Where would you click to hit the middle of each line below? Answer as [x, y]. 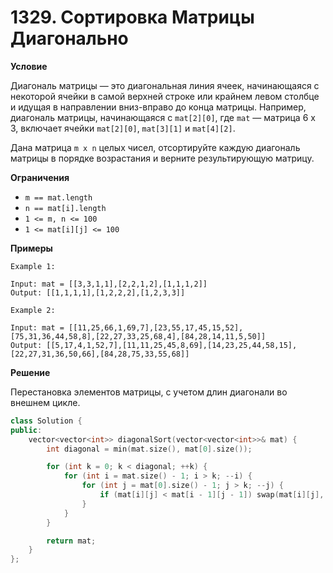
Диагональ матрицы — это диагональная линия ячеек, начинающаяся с [165, 85]
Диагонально [69, 38]
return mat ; [71, 541]
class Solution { [46, 421]
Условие [29, 66]
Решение [30, 372]
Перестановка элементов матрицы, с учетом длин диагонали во [149, 392]
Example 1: [33, 266]
